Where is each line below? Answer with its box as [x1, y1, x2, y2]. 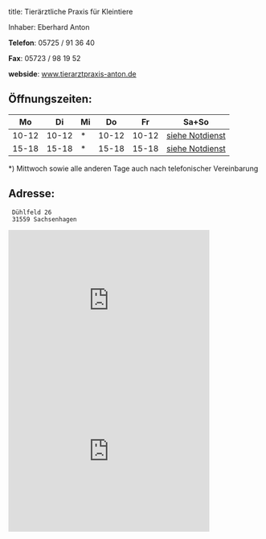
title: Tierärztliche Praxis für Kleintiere [8, 7, 133, 16]
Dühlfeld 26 [11, 208, 52, 216]
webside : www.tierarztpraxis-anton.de [8, 69, 137, 79]
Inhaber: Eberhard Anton [8, 23, 90, 31]
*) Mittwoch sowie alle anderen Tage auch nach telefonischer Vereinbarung [8, 163, 259, 173]
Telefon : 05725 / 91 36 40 [8, 38, 95, 47]
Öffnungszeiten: [8, 93, 92, 106]
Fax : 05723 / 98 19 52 [8, 54, 81, 63]
